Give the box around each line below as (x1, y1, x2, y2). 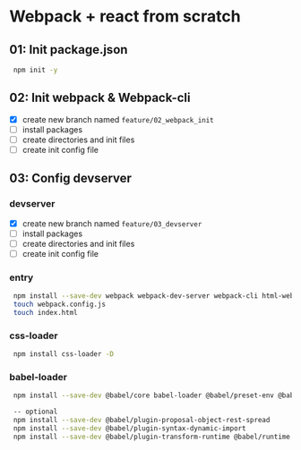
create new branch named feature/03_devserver (21, 217, 202, 229)
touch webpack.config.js (13, 300, 106, 310)
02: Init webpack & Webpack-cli (9, 90, 191, 106)
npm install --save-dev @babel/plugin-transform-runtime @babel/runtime (13, 432, 291, 441)
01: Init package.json (9, 42, 128, 57)
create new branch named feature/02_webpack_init (21, 114, 215, 124)
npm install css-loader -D (13, 350, 115, 359)
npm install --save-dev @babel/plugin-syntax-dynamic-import (13, 423, 246, 433)
